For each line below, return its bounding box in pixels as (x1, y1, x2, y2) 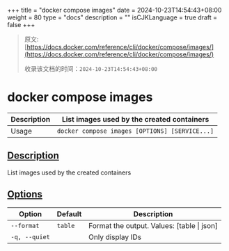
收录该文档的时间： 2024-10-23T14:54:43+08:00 (24, 65, 158, 72)
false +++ (7, 21, 35, 29)
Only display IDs (88, 232, 141, 242)
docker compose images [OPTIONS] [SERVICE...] (56, 127, 214, 135)
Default (56, 209, 82, 218)
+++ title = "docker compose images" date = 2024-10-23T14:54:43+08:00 (7, 6, 222, 14)
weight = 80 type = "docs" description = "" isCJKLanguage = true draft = (7, 13, 218, 22)
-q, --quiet (10, 233, 51, 241)
